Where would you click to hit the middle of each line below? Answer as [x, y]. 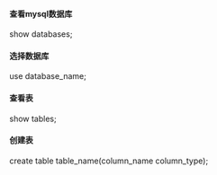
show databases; [41, 34]
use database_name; [48, 76]
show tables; [33, 118]
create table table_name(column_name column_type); [109, 161]
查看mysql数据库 [41, 13]
